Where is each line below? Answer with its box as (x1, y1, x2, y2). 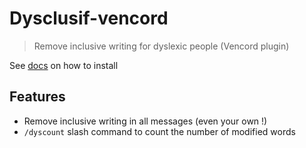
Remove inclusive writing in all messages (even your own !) (23, 115, 268, 127)
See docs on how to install (9, 59, 119, 71)
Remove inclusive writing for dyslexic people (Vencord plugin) (33, 40, 290, 52)
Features (9, 88, 66, 106)
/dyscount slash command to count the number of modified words (23, 125, 296, 137)
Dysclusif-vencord (9, 7, 169, 30)
